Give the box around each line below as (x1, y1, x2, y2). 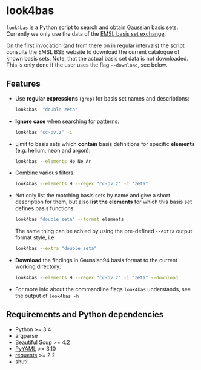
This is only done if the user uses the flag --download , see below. (6, 61, 168, 68)
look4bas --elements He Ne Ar (15, 158, 92, 164)
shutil (15, 358, 29, 365)
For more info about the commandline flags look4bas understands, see (15, 285, 191, 292)
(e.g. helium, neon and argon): (15, 147, 91, 154)
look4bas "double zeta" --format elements (15, 216, 124, 223)
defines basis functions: (15, 205, 76, 212)
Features (6, 79, 41, 89)
